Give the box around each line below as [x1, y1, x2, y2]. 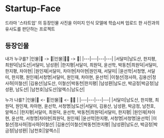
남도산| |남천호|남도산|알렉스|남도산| [15, 86, 85, 92]
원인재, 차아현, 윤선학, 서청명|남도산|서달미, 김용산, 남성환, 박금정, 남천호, [15, 103, 156, 109]
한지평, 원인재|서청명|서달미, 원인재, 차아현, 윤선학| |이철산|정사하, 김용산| [11, 74, 152, 80]
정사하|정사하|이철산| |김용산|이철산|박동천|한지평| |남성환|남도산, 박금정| [14, 121, 154, 127]
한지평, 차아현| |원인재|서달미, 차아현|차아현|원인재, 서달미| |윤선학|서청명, [5, 68, 146, 74]
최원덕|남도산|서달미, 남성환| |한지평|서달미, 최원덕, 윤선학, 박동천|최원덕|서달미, [5, 62, 158, 68]
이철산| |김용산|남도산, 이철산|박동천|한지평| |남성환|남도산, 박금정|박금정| [14, 80, 155, 86]
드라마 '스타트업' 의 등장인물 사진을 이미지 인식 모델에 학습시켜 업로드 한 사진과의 [5, 20, 160, 26]
